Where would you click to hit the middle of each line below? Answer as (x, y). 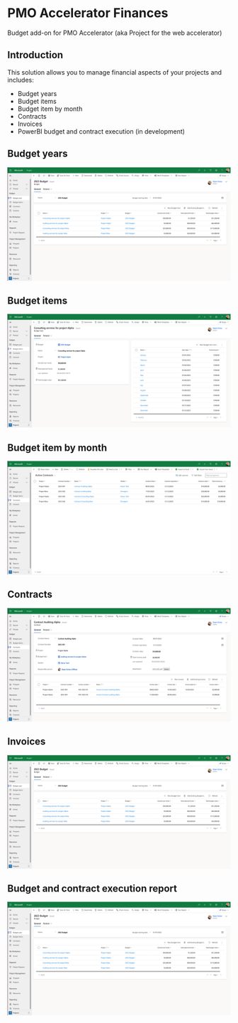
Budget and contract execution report (92, 888)
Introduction (35, 55)
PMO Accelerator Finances (88, 13)
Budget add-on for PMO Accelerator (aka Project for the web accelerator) (115, 33)
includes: (21, 80)
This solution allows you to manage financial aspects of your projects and (114, 72)
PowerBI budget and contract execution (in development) (101, 131)
